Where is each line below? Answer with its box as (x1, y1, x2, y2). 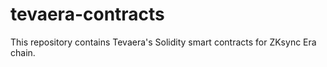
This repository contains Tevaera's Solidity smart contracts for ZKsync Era (10, 36, 317, 48)
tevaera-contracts (10, 3, 165, 26)
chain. (10, 46, 36, 58)
